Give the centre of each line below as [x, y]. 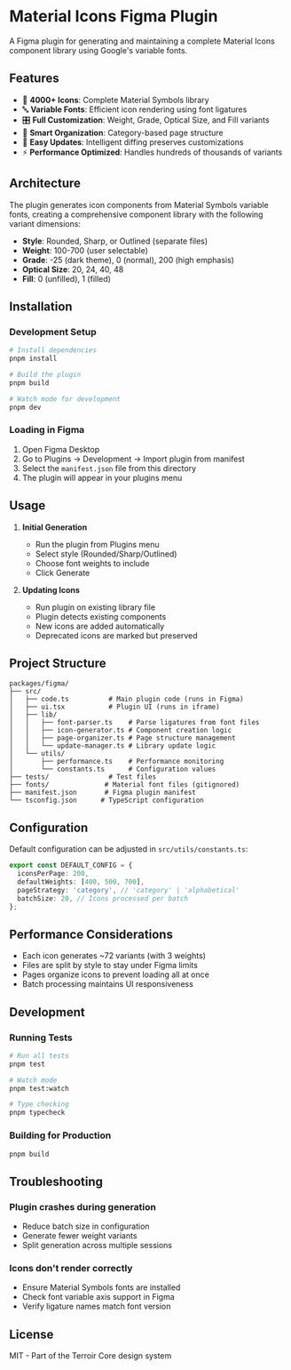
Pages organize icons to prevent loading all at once [116, 974]
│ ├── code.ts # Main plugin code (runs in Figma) [126, 700]
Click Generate [63, 573]
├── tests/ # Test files [83, 777]
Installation [41, 306]
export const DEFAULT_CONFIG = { [71, 865]
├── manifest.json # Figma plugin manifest [103, 793]
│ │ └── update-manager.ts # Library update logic [113, 746]
